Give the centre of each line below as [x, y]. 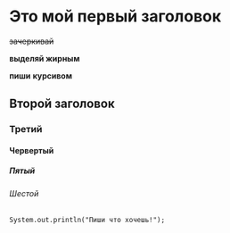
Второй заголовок [62, 104]
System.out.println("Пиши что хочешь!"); [87, 221]
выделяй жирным [45, 58]
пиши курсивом [41, 75]
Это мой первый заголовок [115, 17]
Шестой [24, 193]
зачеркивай [32, 41]
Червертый [32, 150]
